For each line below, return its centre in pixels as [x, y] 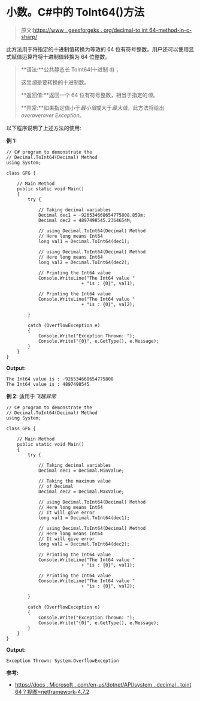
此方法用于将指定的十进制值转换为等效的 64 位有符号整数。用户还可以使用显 [100, 49]
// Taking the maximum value [75, 481]
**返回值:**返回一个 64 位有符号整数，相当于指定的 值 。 [90, 95]
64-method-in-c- [170, 30]
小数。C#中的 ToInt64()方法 [75, 12]
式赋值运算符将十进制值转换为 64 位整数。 [58, 56]
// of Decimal [56, 486]
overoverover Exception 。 [53, 115]
